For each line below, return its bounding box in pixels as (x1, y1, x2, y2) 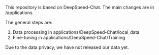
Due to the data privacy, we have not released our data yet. (5, 44, 130, 50)
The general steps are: (5, 20, 53, 25)
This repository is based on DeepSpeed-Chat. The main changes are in (5, 5, 154, 10)
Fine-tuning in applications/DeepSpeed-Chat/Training (12, 35, 125, 40)
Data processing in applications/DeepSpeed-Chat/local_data (12, 29, 140, 35)
